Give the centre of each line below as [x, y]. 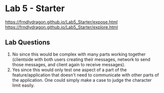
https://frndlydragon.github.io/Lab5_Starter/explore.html [61, 27]
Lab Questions [28, 43]
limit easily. [23, 85]
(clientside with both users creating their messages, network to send [81, 59]
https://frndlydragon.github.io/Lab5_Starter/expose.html [61, 22]
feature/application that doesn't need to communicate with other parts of [85, 75]
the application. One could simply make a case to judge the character [82, 80]
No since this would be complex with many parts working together [79, 54]
